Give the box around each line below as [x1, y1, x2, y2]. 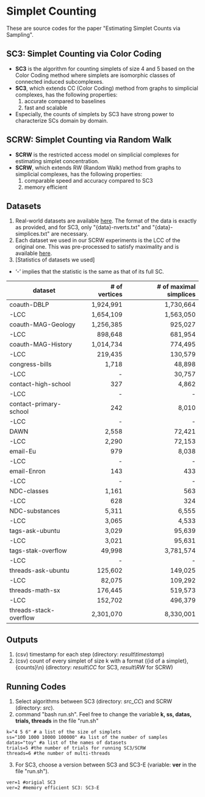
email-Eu [9, 447, 37, 456]
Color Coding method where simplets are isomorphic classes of [15, 72, 176, 79]
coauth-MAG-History [9, 340, 72, 349]
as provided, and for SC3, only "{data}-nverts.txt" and [15, 224, 151, 231]
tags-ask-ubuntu [9, 527, 60, 535]
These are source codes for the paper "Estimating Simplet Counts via [6, 24, 181, 32]
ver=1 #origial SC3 [6, 779, 56, 785]
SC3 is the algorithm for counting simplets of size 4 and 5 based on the [15, 65, 195, 72]
